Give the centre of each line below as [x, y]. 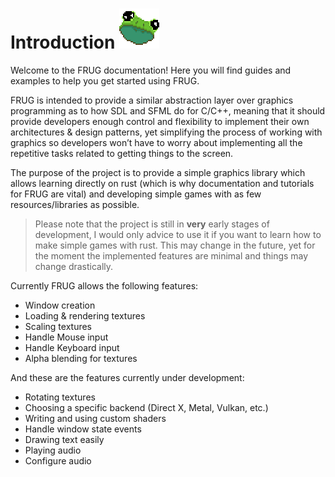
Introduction [63, 42]
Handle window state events [83, 429]
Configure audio [58, 460]
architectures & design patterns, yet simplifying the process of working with [166, 132]
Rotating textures [60, 397]
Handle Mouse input [66, 337]
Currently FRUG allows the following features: [104, 285]
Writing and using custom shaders [95, 418]
